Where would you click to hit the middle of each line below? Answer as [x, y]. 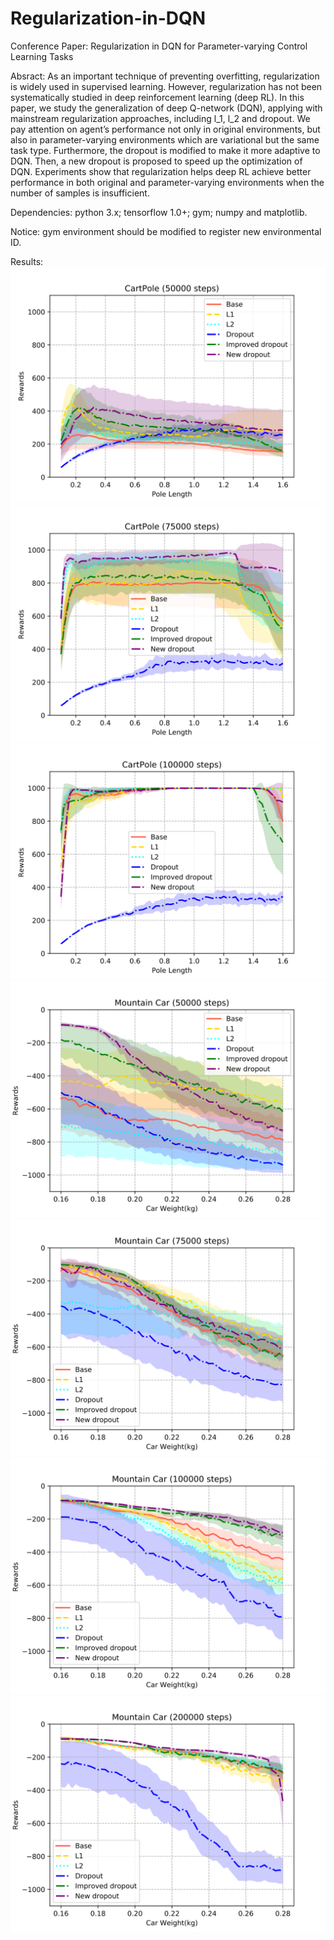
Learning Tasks [42, 56]
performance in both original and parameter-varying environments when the [167, 182]
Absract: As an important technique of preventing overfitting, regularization [165, 76]
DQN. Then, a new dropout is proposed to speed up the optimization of [156, 161]
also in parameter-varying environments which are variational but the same [165, 139]
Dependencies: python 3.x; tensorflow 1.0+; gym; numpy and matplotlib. [159, 212]
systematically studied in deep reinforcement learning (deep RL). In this [157, 97]
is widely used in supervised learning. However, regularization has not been [166, 86]
